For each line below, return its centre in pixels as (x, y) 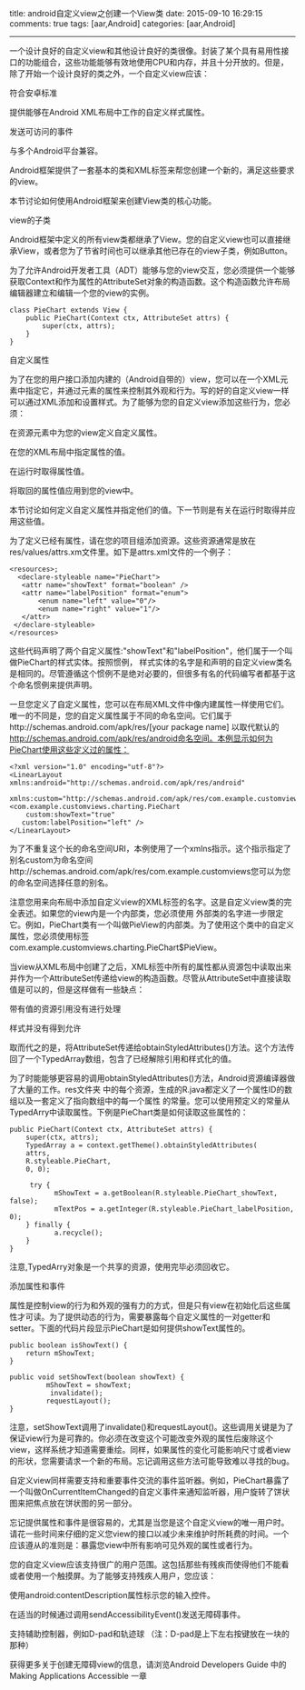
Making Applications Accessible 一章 (78, 1676)
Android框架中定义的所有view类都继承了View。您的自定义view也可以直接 (146, 240)
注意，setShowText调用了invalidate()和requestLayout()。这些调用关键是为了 (152, 1427)
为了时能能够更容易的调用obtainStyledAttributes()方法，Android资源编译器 (148, 1078)
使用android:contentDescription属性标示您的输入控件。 (112, 1595)
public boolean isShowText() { (69, 1345)
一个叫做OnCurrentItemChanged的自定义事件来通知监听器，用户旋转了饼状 (150, 1492)
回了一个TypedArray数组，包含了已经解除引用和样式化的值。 (123, 1059)
